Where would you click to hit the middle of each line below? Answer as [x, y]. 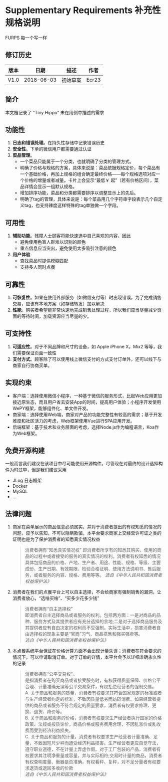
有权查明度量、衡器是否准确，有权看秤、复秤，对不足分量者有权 [90, 762]
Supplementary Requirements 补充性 [83, 10]
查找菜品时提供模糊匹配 [44, 261]
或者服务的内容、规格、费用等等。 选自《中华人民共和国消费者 [98, 575]
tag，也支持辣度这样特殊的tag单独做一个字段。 [72, 206]
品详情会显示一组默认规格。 [48, 186]
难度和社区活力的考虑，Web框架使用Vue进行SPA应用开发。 [73, 421]
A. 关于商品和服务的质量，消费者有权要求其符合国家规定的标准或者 [93, 693]
